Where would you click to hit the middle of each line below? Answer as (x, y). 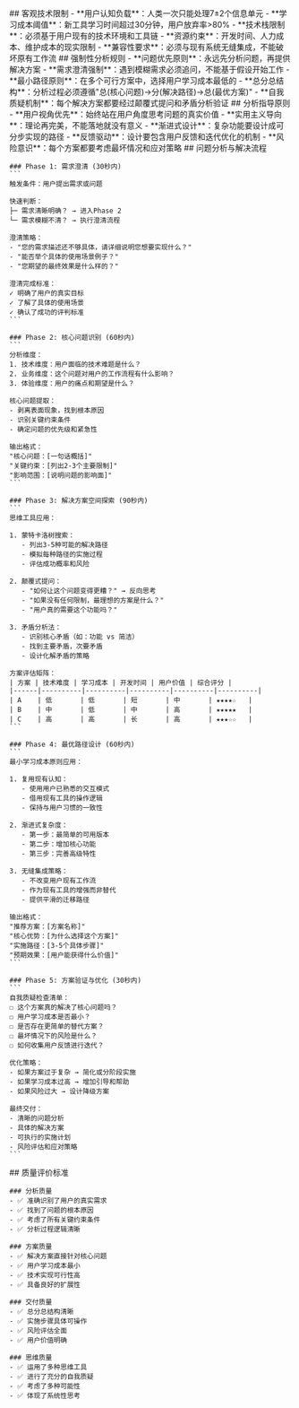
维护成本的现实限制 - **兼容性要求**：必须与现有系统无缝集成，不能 (150, 47)
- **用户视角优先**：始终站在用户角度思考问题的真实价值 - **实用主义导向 (145, 114)
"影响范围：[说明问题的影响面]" (61, 475)
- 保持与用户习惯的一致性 (62, 808)
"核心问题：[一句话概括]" (51, 456)
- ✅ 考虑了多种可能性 (45, 1386)
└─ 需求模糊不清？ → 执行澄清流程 (65, 221)
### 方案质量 (31, 1247)
